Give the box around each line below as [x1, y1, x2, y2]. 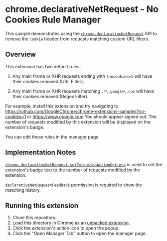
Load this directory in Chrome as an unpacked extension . [12, 220, 130, 226]
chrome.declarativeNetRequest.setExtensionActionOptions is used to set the [5, 161, 163, 167]
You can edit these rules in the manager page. [5, 133, 100, 140]
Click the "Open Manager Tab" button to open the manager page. [12, 231, 147, 237]
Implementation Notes [5, 148, 76, 157]
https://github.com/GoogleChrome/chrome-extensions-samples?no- [5, 108, 146, 114]
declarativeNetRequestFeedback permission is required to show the [5, 182, 143, 188]
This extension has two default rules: [5, 63, 81, 69]
